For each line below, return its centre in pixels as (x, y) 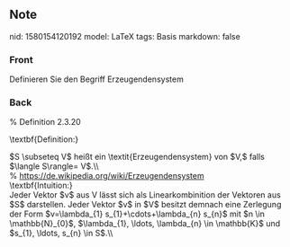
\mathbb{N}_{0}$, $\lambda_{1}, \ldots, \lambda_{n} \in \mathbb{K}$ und (145, 224)
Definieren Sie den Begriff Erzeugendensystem (97, 79)
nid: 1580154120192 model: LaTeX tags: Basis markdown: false (125, 36)
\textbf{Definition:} (44, 139)
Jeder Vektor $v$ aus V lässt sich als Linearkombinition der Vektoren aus (145, 195)
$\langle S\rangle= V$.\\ (54, 166)
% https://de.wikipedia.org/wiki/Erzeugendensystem (107, 176)
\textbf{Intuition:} (41, 185)
